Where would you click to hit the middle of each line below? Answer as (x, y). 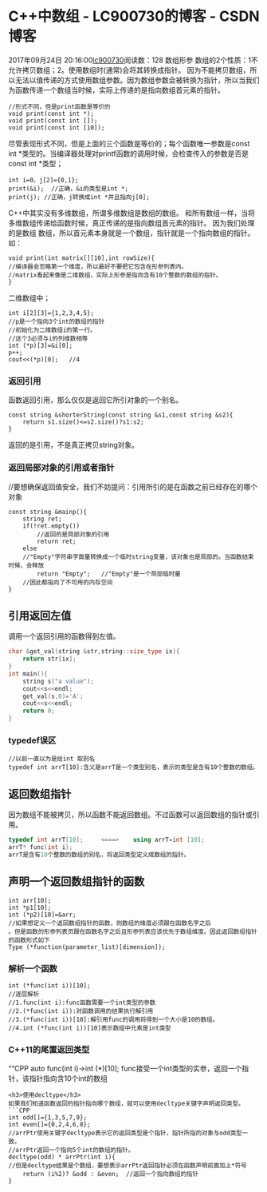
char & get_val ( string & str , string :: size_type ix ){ (94, 652)
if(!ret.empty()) (51, 526)
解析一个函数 (33, 968)
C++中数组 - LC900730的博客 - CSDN (134, 16)
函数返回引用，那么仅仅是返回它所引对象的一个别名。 (96, 400)
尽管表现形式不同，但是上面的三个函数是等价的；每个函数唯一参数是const (129, 143)
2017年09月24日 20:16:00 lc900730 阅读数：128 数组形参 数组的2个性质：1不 (133, 60)
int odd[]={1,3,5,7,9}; (48, 1118)
